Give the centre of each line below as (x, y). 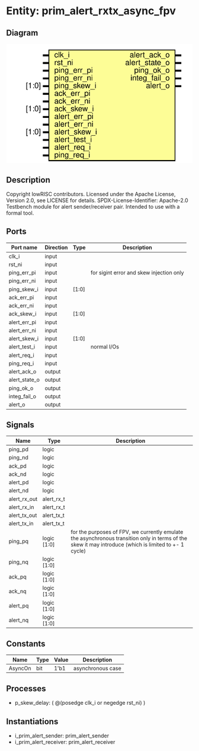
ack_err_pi (21, 297)
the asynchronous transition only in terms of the (129, 538)
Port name (24, 248)
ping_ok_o (21, 388)
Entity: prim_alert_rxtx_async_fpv (91, 11)
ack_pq (17, 577)
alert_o (17, 405)
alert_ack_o (23, 372)
